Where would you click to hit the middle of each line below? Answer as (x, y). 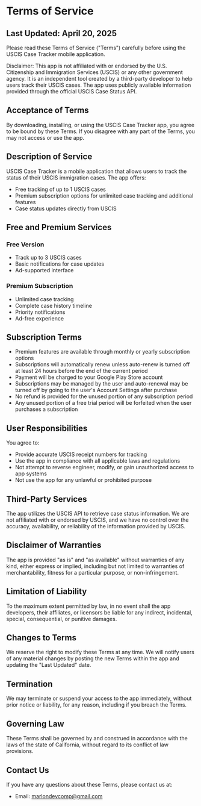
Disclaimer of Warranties (54, 545)
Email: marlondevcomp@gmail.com (59, 796)
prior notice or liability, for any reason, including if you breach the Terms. (97, 705)
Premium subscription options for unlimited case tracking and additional (104, 195)
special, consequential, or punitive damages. (62, 619)
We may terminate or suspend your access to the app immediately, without (99, 698)
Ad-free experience (39, 318)
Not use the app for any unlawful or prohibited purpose (83, 480)
